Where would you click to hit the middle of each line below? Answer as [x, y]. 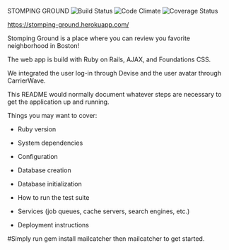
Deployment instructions [53, 225]
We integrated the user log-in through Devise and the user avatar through [114, 73]
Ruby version [37, 129]
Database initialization [50, 184]
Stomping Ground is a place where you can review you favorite [99, 38]
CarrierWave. [27, 81]
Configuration [37, 156]
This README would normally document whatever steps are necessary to [114, 94]
